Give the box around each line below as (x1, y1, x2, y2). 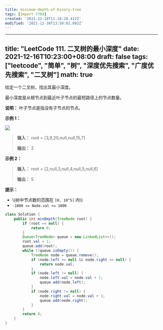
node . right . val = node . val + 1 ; (39, 293, 105, 298)
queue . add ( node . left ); (39, 280, 86, 285)
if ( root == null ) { (22, 221, 64, 226)
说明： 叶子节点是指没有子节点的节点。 (5, 105, 83, 111)
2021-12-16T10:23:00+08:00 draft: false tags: (5, 52, 148, 61)
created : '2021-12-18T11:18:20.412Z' (5, 16, 81, 21)
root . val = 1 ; (22, 239, 51, 244)
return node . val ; (39, 262, 75, 267)
